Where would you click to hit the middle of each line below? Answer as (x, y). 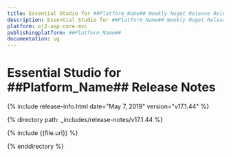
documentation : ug (33, 39)
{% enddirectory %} (35, 146)
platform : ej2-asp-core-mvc (47, 26)
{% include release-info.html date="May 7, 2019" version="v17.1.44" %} (108, 106)
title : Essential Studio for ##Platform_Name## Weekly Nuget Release (109, 13)
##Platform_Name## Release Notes (111, 87)
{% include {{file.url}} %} (43, 133)
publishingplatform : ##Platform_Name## (64, 33)
